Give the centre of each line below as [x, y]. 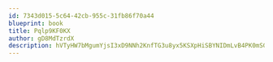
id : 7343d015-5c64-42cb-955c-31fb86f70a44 [81, 16]
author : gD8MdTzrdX [41, 38]
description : [30, 46]
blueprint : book [36, 23]
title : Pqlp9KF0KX [39, 31]
